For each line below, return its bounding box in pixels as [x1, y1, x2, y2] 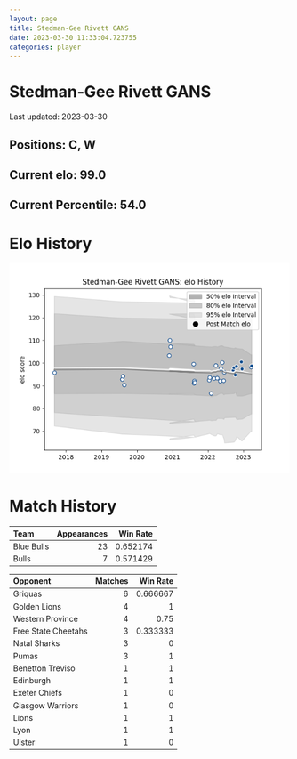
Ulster [12, 737, 36, 747]
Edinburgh [12, 675, 52, 686]
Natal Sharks [12, 638, 60, 649]
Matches [94, 576, 129, 586]
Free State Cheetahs [12, 626, 88, 636]
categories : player [9, 43, 82, 52]
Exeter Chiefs [12, 688, 62, 698]
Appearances [56, 528, 108, 538]
